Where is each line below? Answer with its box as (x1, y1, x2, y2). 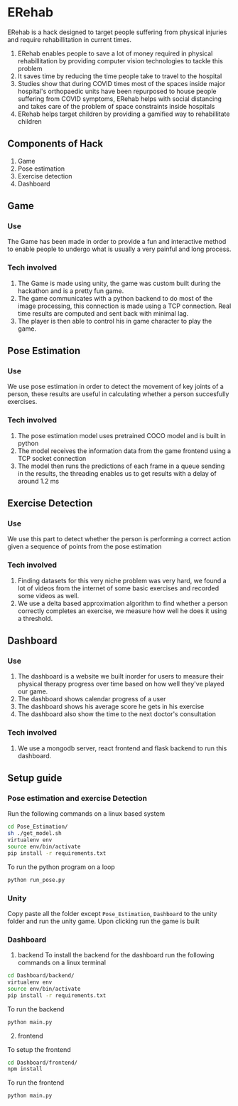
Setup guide (7, 772, 63, 785)
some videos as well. (17, 591, 80, 600)
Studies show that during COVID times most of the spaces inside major (17, 79, 226, 87)
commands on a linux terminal (17, 958, 107, 967)
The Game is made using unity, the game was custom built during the (17, 279, 222, 287)
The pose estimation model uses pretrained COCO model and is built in (17, 431, 226, 440)
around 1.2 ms (17, 477, 60, 485)
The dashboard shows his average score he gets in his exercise (17, 702, 205, 711)
